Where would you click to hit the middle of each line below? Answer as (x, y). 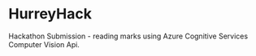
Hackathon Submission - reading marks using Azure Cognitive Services (128, 36)
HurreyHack (50, 14)
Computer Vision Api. (44, 44)
